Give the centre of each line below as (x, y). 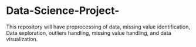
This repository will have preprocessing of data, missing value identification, (98, 27)
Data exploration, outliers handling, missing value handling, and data (89, 32)
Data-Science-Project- (63, 11)
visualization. (22, 39)
